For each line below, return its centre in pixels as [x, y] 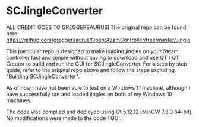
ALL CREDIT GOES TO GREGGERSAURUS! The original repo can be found [96, 27]
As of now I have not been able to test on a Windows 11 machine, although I [98, 87]
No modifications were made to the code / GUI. [64, 118]
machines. [19, 100]
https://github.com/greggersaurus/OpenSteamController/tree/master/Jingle [98, 40]
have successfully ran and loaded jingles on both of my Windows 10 [89, 94]
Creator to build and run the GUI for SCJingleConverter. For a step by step [97, 64]
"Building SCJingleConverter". [43, 76]
